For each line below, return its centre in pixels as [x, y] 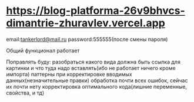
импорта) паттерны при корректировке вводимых [69, 74]
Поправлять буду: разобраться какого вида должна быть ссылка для [93, 62]
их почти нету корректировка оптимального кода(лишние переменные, [96, 86]
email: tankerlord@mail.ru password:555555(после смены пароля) [87, 39]
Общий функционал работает [43, 50]
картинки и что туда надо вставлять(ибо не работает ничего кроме [91, 68]
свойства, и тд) [25, 93]
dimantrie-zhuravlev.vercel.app [86, 23]
